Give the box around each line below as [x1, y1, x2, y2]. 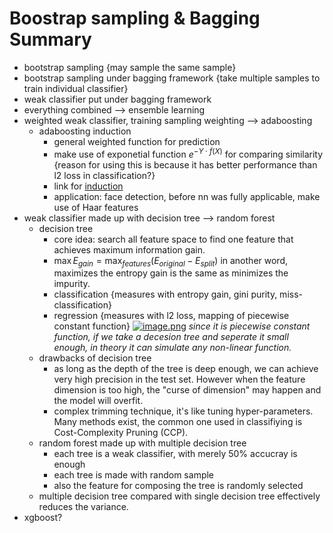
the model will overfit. [53, 395, 144, 407]
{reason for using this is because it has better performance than [53, 158, 318, 171]
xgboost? [23, 512, 63, 524]
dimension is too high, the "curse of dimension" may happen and [53, 384, 322, 396]
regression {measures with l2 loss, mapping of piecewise [53, 310, 290, 322]
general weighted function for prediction [53, 135, 221, 147]
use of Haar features [53, 201, 139, 213]
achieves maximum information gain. [53, 243, 206, 256]
